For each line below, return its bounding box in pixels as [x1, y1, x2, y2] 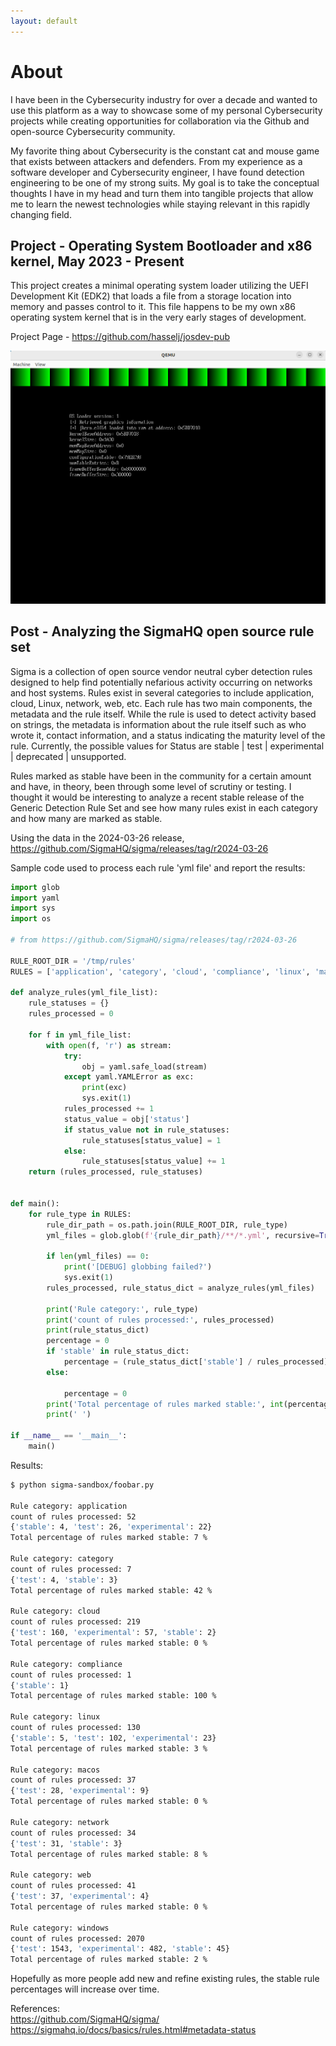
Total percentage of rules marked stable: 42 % [10, 1585, 213, 1595]
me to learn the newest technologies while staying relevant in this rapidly [10, 198, 311, 210]
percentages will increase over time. [10, 1983, 160, 1995]
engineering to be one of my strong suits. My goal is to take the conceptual [10, 176, 320, 189]
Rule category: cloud [10, 1606, 101, 1617]
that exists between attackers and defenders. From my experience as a [10, 155, 303, 167]
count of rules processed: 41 [10, 1881, 137, 1891]
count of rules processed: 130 [10, 1723, 141, 1733]
